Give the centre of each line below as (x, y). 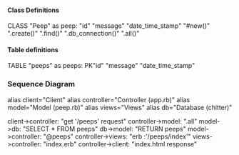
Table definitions (33, 49)
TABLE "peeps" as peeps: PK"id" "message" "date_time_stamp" (101, 66)
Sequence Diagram (41, 84)
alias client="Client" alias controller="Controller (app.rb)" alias (99, 99)
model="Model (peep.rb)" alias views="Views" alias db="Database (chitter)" (120, 107)
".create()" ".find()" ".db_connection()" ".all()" (73, 34)
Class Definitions (33, 10)
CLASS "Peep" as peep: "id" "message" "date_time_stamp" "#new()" (109, 26)
